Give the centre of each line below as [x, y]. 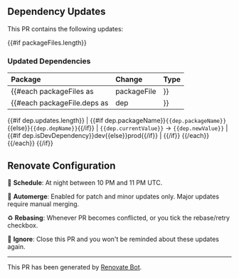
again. [17, 246]
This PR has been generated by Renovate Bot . [75, 267]
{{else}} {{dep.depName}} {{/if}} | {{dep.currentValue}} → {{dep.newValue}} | [118, 128]
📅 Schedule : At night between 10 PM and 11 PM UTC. [85, 182]
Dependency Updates [57, 12]
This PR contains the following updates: [65, 28]
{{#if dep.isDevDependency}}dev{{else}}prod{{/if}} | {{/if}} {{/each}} [108, 136]
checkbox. [23, 225]
